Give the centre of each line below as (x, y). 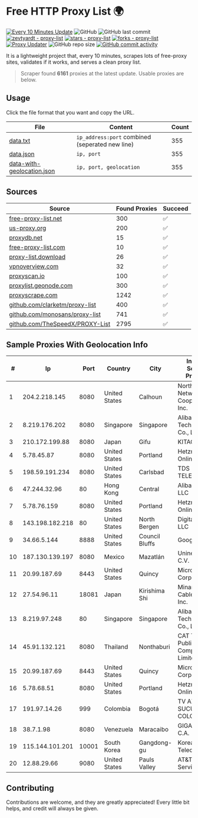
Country (119, 369)
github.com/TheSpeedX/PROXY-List (60, 324)
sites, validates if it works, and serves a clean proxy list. (74, 62)
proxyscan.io (27, 276)
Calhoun (151, 397)
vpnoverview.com (34, 266)
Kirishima (152, 591)
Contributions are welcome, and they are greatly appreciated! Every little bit (98, 802)
